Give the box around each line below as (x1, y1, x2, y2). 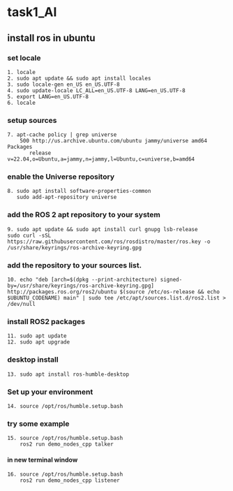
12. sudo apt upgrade (7, 339, 70, 346)
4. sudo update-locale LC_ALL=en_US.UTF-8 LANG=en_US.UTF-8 (7, 87, 186, 94)
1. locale (7, 68, 36, 75)
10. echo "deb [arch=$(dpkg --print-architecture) (7, 277, 158, 284)
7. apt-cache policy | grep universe (7, 131, 117, 138)
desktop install (7, 355, 59, 365)
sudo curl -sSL (7, 232, 52, 239)
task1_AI (7, 4, 57, 20)
